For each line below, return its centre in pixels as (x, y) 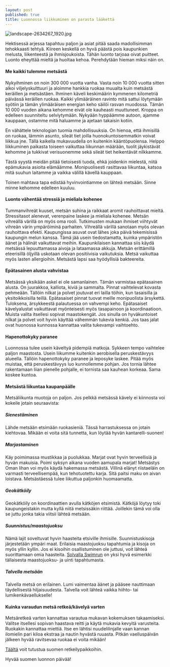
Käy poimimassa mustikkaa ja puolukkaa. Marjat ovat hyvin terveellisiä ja (81, 458)
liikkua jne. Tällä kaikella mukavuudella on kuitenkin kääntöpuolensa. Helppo (85, 141)
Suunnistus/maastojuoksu (34, 525)
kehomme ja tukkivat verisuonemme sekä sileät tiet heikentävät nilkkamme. (84, 152)
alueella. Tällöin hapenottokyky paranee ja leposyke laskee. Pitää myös (79, 359)
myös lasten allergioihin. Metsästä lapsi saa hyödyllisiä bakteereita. (75, 259)
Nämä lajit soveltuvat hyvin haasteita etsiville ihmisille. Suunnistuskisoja (80, 539)
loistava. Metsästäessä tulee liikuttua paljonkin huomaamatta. (69, 479)
